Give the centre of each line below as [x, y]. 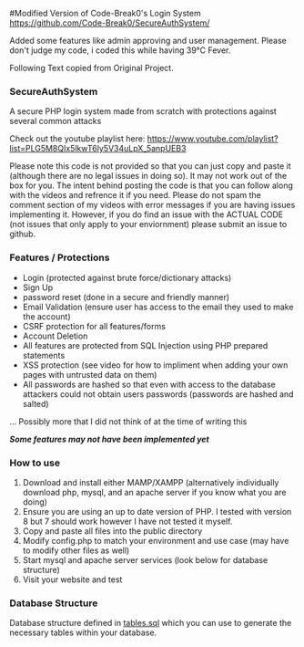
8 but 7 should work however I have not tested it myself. [127, 521]
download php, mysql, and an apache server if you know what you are [154, 492]
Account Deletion [55, 336]
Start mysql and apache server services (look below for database [145, 559]
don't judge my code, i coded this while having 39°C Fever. [120, 50]
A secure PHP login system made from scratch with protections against [143, 111]
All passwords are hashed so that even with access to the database [149, 384]
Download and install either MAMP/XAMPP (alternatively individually [151, 482]
